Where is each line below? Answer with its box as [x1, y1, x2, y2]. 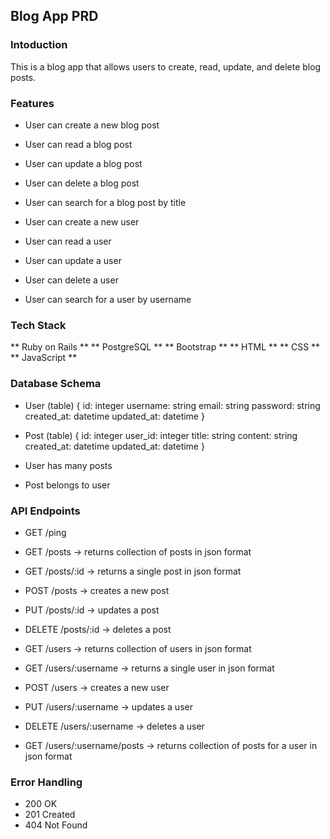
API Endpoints [10, 504, 81, 518]
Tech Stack [10, 318, 67, 332]
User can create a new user [24, 215, 140, 228]
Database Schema [10, 377, 102, 391]
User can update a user [24, 254, 122, 266]
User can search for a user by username [24, 293, 192, 305]
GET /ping [24, 526, 67, 538]
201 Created [24, 809, 76, 821]
